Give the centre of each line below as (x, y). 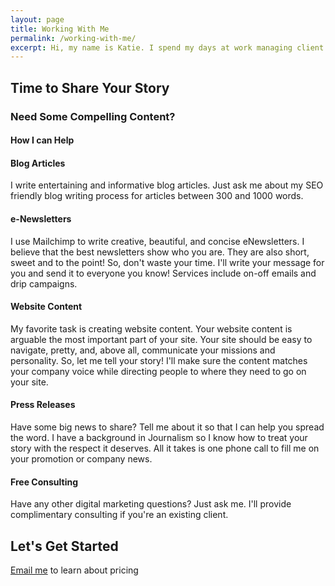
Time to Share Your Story (90, 87)
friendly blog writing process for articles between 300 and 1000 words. (157, 196)
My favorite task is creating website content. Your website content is (151, 328)
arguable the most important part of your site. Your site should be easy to (161, 339)
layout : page (37, 19)
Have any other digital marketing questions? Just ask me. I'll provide (151, 504)
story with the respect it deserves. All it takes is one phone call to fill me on (165, 448)
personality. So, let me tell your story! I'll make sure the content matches (159, 360)
